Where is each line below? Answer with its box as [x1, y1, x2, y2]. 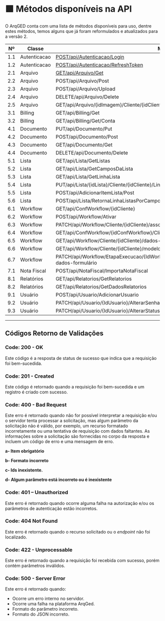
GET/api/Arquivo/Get [55, 69, 104, 76]
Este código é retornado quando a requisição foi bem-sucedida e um [5, 384, 145, 389]
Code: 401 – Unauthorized [5, 489, 68, 496]
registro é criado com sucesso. [5, 389, 68, 395]
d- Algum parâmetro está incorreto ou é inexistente [5, 477, 112, 483]
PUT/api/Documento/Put [55, 125, 112, 132]
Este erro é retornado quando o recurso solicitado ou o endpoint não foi [5, 529, 151, 534]
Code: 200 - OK [5, 344, 43, 351]
